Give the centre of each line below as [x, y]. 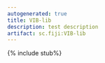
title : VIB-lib [29, 20]
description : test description [53, 27]
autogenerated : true [37, 14]
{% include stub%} [35, 53]
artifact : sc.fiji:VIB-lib [47, 33]
